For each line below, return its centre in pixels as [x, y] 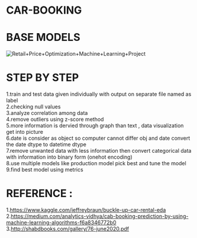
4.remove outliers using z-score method [55, 120]
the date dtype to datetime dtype [46, 144]
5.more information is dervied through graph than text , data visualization [95, 126]
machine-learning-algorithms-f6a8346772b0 [61, 222]
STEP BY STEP [43, 78]
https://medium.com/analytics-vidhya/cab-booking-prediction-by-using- [100, 216]
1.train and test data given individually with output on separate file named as [99, 94]
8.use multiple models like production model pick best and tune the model [96, 163]
